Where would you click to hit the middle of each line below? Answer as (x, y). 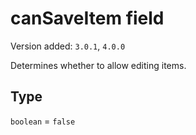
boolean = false (43, 121)
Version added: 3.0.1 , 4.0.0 (68, 46)
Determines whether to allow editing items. (98, 65)
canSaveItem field (87, 18)
